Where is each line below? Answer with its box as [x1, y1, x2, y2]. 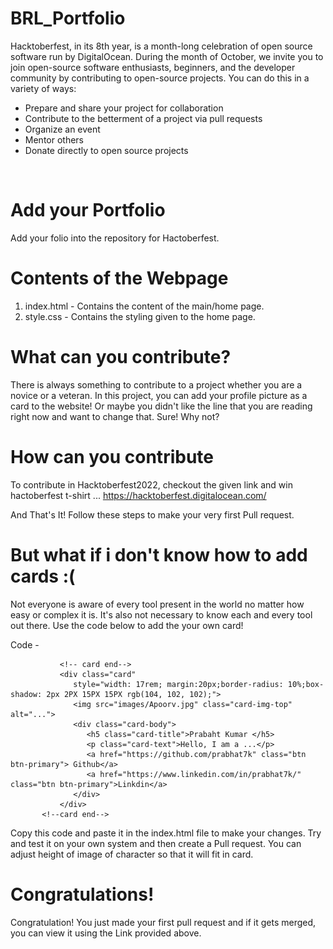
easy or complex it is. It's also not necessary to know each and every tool [10, 608, 313, 621]
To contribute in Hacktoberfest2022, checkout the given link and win [10, 478, 293, 491]
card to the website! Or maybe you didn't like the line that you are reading [10, 400, 313, 412]
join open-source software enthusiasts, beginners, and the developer [10, 61, 296, 73]
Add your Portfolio [10, 199, 166, 222]
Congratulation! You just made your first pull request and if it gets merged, [10, 916, 317, 928]
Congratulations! [10, 883, 155, 906]
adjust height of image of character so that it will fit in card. [10, 848, 254, 860]
